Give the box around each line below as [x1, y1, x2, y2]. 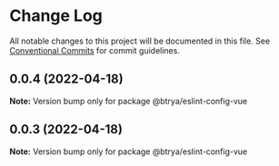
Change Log [9, 5, 103, 26]
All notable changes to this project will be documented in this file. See [9, 35, 271, 46]
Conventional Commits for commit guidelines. [9, 44, 180, 55]
